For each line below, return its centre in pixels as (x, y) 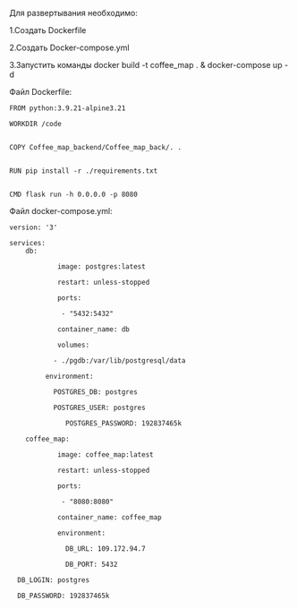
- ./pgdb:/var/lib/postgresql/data (119, 361)
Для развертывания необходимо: (74, 13)
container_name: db (93, 330)
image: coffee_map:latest (105, 455)
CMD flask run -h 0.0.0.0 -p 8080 (74, 194)
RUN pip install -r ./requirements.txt (84, 171)
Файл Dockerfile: (41, 92)
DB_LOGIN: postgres (54, 580)
